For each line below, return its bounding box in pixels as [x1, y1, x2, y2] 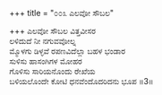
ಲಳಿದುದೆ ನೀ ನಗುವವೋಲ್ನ [9, 36, 76, 46]
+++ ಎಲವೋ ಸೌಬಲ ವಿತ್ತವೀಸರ [9, 26, 97, 36]
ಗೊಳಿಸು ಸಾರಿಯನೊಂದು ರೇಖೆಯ [9, 66, 96, 76]
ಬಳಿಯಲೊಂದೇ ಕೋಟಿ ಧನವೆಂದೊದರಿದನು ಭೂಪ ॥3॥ [9, 76, 154, 86]
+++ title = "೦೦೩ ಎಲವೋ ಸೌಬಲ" [9, 8, 115, 18]
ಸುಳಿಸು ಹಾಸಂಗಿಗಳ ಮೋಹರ [9, 56, 83, 66]
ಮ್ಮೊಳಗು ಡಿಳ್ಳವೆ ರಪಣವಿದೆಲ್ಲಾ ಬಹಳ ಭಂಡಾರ [9, 46, 126, 56]
